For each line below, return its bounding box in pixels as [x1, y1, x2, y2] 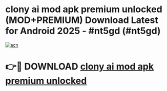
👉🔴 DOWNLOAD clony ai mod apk [5, 61, 154, 72]
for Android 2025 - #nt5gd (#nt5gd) [5, 25, 161, 37]
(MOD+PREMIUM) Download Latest [5, 14, 159, 26]
